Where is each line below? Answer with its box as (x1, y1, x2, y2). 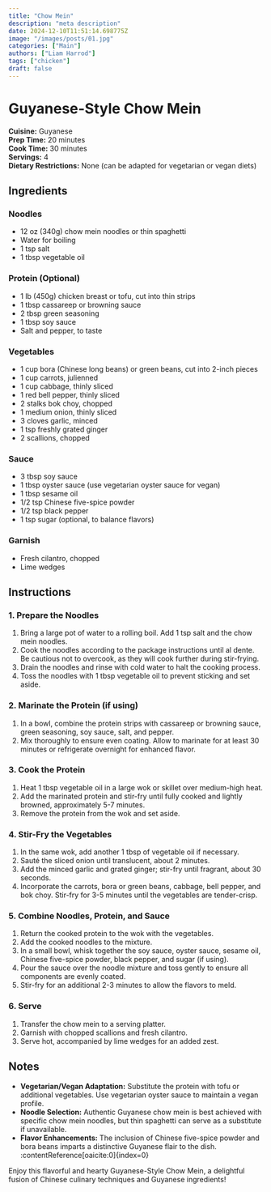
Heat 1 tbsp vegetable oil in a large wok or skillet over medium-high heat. (19, 782, 263, 792)
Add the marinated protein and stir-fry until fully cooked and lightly (19, 791, 243, 801)
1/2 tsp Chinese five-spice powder (19, 497, 135, 507)
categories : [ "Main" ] (8, 42, 82, 50)
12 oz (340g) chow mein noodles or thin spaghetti (19, 227, 187, 236)
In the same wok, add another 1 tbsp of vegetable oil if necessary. (19, 847, 240, 857)
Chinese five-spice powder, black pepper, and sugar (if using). (19, 955, 229, 964)
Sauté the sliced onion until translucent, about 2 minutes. (19, 856, 210, 866)
